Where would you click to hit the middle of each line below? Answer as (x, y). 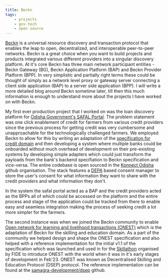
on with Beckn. (21, 102)
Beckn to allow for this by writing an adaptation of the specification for (78, 138)
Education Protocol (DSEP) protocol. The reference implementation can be (82, 265)
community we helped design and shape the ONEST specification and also (82, 238)
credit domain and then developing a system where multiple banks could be (83, 144)
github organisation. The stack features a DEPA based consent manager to (82, 170)
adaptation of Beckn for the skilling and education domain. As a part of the (82, 233)
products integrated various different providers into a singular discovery (79, 59)
